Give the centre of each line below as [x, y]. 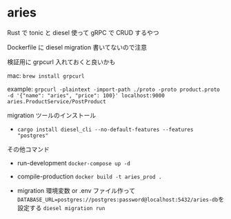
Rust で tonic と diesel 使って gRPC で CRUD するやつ [83, 32]
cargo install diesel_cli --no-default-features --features [105, 129]
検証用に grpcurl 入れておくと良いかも [61, 62]
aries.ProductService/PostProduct [57, 101]
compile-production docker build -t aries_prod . [89, 176]
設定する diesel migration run [61, 207]
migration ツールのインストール [52, 115]
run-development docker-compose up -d [74, 163]
